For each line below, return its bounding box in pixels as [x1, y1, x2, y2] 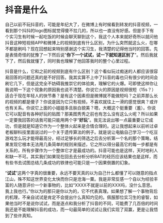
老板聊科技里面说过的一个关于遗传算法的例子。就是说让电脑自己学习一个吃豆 [5, 129, 158, 135]
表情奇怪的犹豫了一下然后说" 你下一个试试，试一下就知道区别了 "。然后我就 [9, 52, 158, 57]
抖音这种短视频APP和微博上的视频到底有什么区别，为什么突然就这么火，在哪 [5, 39, 158, 45]
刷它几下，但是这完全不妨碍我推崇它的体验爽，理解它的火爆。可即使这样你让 [5, 80, 158, 86]
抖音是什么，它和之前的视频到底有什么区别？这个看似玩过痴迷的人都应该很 [5, 68, 154, 74]
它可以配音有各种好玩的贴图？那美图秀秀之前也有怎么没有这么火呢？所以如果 [5, 111, 158, 117]
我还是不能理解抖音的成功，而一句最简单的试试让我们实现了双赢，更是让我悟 [5, 206, 158, 212]
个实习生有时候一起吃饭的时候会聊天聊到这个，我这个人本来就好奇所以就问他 [5, 34, 158, 39]
